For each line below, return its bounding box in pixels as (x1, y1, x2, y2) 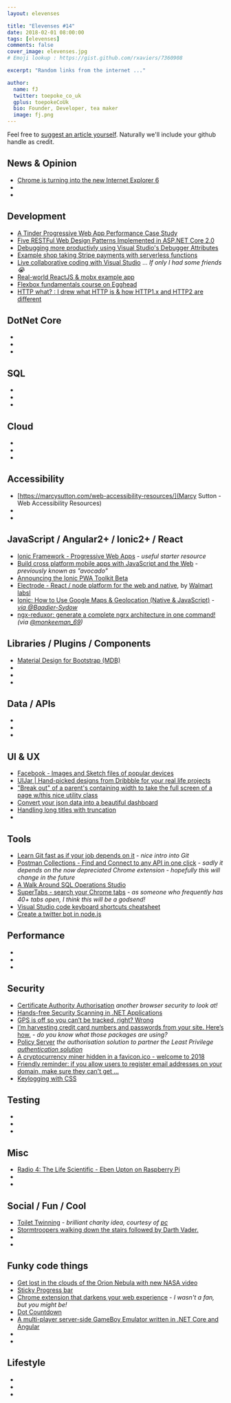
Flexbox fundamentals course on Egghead (16, 280, 137, 288)
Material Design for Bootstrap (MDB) (16, 656, 121, 664)
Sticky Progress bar (16, 1286, 74, 1294)
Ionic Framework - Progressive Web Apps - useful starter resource (16, 552, 206, 560)
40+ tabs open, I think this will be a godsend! (16, 895, 146, 903)
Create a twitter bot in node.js (16, 910, 102, 918)
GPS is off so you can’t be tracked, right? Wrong (16, 1016, 154, 1024)
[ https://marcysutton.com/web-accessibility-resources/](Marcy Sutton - (16, 491, 221, 500)
